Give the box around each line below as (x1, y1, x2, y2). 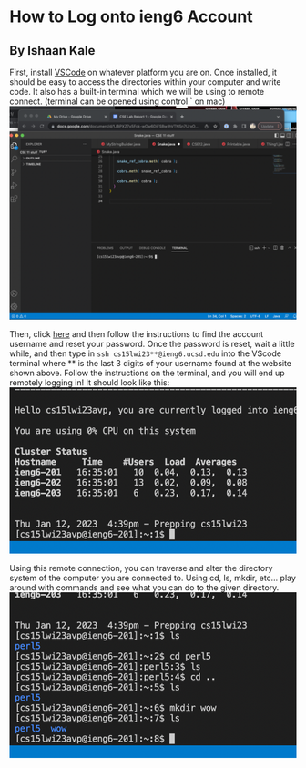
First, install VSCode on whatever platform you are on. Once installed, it (9, 67, 278, 77)
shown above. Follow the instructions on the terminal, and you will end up (9, 367, 285, 379)
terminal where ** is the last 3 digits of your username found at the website (9, 358, 292, 369)
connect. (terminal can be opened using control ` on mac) (9, 96, 226, 107)
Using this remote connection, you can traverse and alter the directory (9, 562, 273, 573)
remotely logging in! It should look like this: (9, 377, 170, 388)
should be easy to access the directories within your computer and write (9, 77, 281, 87)
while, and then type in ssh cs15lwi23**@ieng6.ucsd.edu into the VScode (9, 348, 282, 359)
